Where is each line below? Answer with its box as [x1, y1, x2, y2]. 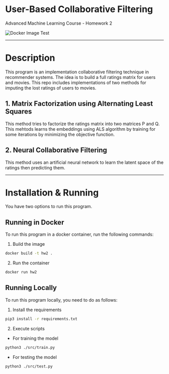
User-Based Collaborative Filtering [5, 4, 153, 15]
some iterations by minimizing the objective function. [5, 131, 115, 137]
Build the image [12, 241, 45, 247]
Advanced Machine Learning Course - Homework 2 [5, 20, 112, 26]
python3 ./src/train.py [5, 345, 55, 350]
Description [5, 52, 55, 64]
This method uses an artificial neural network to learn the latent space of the [5, 159, 164, 165]
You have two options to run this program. [5, 204, 93, 210]
